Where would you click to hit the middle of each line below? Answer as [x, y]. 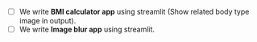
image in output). [48, 21]
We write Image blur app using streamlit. [87, 29]
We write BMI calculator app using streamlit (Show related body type [134, 12]
